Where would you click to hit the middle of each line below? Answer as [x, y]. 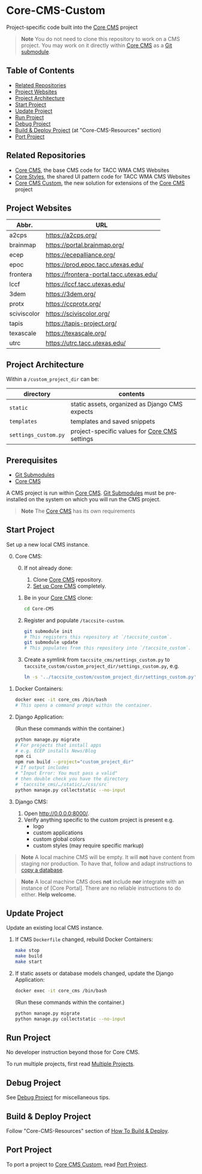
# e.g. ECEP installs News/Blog [55, 751]
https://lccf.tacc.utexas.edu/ [86, 284]
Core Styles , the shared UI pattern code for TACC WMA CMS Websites [103, 176]
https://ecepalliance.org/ [81, 255]
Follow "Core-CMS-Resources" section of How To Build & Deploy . [88, 1131]
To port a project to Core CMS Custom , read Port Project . [77, 1164]
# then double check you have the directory [72, 779]
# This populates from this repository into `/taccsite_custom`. [107, 648]
